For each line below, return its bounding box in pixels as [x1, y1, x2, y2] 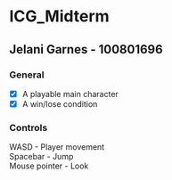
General [9, 69, 45, 81]
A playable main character [21, 88, 119, 99]
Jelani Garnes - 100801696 [9, 42, 163, 57]
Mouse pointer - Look [9, 160, 89, 171]
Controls [9, 121, 48, 134]
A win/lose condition [21, 98, 98, 109]
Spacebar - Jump [9, 151, 74, 162]
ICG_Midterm [9, 6, 110, 27]
